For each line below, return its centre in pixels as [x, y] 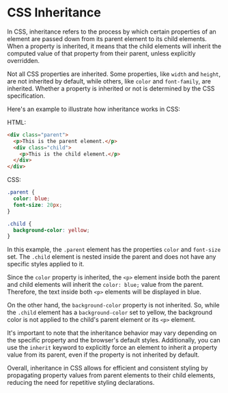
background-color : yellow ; [52, 230]
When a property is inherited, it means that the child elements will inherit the [114, 46]
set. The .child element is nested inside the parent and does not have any [112, 257]
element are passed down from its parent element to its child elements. [107, 38]
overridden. [23, 60]
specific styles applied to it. [46, 264]
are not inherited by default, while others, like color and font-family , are [109, 81]
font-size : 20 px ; [38, 205]
